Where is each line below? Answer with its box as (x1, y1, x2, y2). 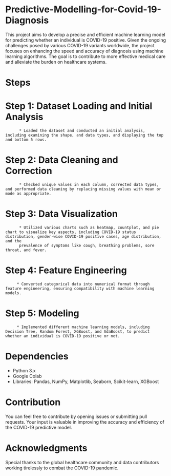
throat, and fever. (5, 247, 47, 253)
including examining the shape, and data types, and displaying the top (5, 132, 164, 138)
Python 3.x (12, 367, 36, 373)
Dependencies (5, 351, 69, 362)
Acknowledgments (5, 442, 88, 454)
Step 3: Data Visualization (5, 208, 118, 220)
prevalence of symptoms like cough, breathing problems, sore (18, 243, 155, 248)
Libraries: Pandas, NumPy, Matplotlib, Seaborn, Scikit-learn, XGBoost (12, 378, 159, 385)
